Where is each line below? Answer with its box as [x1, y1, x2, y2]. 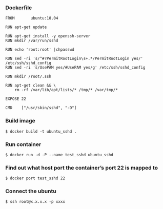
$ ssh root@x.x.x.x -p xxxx [5, 199, 66, 204]
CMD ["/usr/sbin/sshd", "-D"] [5, 106, 77, 111]
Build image [5, 117, 36, 124]
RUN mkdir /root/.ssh [5, 74, 52, 79]
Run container [5, 140, 42, 148]
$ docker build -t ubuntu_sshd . [5, 129, 77, 134]
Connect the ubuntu [5, 187, 56, 195]
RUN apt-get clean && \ [5, 83, 56, 88]
